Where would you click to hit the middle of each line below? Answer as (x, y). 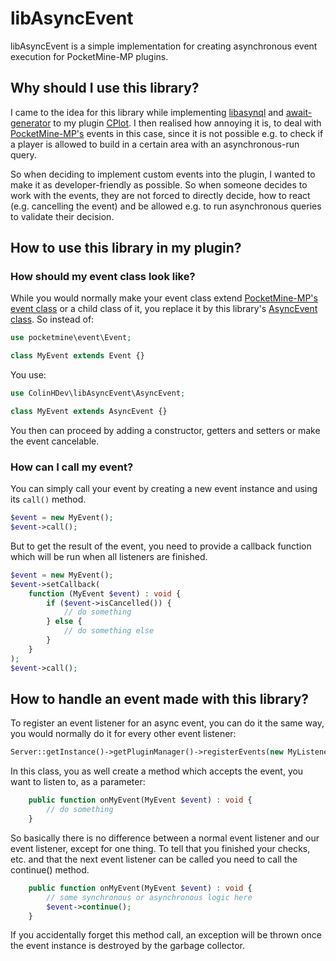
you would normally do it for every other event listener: (123, 734)
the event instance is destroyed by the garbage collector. (128, 946)
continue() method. (50, 869)
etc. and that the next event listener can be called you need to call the (154, 859)
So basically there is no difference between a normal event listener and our (165, 838)
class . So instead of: (52, 319)
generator (31, 123)
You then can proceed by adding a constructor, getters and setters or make (165, 430)
